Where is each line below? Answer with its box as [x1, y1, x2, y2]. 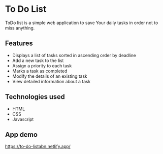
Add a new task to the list [12, 58, 64, 63]
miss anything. [5, 25, 35, 31]
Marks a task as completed [12, 68, 67, 74]
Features [5, 39, 33, 48]
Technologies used [5, 92, 65, 101]
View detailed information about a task [12, 78, 91, 84]
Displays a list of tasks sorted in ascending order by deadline [12, 52, 136, 58]
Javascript [12, 116, 34, 122]
